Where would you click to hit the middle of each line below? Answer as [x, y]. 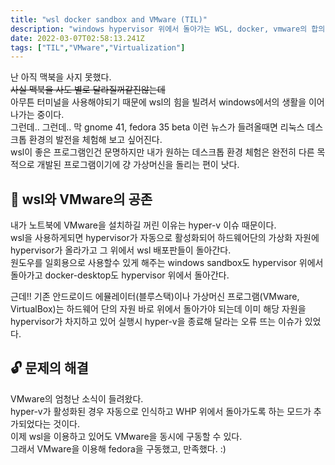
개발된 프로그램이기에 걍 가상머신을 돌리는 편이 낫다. [138, 165]
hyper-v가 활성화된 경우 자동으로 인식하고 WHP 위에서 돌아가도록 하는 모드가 [161, 411]
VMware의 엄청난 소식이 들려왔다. [77, 398]
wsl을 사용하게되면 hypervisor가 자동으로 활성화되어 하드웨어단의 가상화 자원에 [165, 238]
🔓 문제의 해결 [49, 368]
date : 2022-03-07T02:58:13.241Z [77, 38]
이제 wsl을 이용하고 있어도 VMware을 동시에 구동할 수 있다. [126, 436]
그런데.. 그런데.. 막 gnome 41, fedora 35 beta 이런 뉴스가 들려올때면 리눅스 [157, 127]
